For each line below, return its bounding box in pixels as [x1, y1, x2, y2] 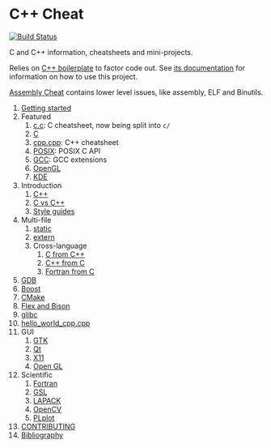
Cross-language [32, 241, 87, 250]
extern [32, 232, 55, 241]
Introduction [20, 180, 62, 190]
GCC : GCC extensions [32, 155, 108, 164]
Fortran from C [44, 267, 95, 276]
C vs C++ [32, 198, 66, 207]
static [32, 224, 52, 233]
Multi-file [20, 215, 52, 224]
